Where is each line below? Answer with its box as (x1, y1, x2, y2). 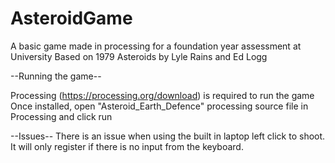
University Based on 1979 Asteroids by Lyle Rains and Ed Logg (10, 50, 268, 62)
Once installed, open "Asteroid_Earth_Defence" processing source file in (10, 100, 309, 112)
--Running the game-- (10, 70, 102, 82)
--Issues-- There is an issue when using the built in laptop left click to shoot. (10, 130, 326, 142)
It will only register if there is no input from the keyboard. (10, 140, 244, 152)
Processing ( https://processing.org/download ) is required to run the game (10, 89, 315, 101)
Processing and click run (10, 110, 113, 122)
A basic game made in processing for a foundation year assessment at (10, 40, 302, 52)
